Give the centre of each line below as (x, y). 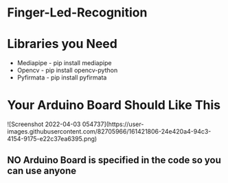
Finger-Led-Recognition (77, 13)
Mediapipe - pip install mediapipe (64, 63)
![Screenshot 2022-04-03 (44, 124)
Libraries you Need (62, 44)
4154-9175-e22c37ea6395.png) (52, 139)
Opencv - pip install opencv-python (67, 71)
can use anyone (42, 171)
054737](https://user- (113, 124)
